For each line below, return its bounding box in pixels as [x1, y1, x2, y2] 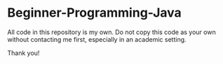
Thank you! [7, 49, 40, 57]
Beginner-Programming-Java [7, 5, 182, 21]
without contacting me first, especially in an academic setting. [7, 35, 187, 43]
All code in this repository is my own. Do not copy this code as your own [7, 28, 216, 36]
